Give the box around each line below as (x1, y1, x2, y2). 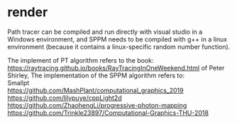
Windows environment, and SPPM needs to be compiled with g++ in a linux (7, 35, 228, 43)
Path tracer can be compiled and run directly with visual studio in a (7, 27, 203, 36)
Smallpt (7, 78, 30, 87)
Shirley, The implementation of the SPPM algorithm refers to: (7, 71, 185, 80)
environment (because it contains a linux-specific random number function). (7, 42, 231, 51)
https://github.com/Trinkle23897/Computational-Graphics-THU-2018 (7, 108, 209, 117)
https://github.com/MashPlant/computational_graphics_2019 (7, 86, 184, 94)
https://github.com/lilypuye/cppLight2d (7, 93, 122, 102)
